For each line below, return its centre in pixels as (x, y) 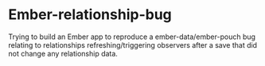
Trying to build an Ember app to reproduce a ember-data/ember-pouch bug (132, 37)
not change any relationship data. (63, 53)
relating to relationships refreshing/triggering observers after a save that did (132, 45)
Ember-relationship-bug (90, 15)
